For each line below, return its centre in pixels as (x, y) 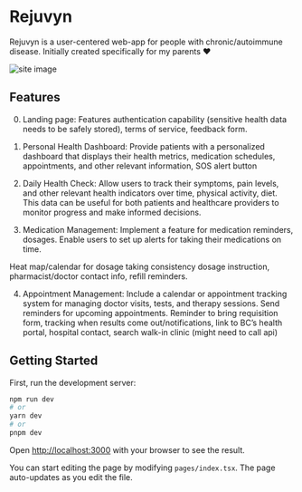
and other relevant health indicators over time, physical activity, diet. (150, 193)
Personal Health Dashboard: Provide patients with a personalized (143, 146)
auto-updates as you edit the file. (71, 477)
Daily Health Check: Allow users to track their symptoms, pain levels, (151, 183)
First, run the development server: (73, 382)
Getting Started (54, 361)
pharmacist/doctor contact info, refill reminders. (99, 276)
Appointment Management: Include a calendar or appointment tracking (155, 294)
